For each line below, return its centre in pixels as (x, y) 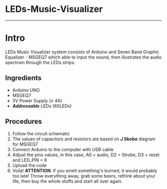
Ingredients (23, 78)
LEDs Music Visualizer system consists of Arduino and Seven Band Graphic (82, 52)
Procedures (24, 122)
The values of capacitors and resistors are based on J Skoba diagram (84, 139)
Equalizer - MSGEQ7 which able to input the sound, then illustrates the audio (83, 57)
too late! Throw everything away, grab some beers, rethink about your (84, 176)
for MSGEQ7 (25, 144)
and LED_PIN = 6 (30, 160)
